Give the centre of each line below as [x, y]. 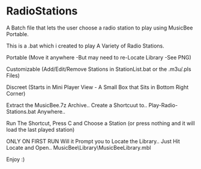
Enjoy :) [16, 159]
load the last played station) [40, 129]
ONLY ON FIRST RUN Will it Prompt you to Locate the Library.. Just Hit [93, 141]
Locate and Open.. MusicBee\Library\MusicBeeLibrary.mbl [79, 147]
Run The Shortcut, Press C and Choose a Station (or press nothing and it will [100, 123]
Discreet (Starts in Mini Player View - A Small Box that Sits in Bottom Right [97, 87]
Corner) [16, 93]
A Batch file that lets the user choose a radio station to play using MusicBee [100, 28]
